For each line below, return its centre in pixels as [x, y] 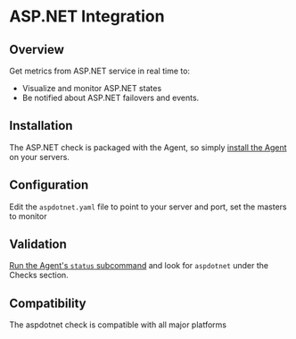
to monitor [28, 216]
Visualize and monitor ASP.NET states [92, 88]
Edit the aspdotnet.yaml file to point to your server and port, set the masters [148, 207]
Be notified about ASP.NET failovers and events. [111, 97]
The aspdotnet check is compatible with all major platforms [118, 325]
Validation [38, 245]
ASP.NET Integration [87, 17]
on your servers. [39, 157]
